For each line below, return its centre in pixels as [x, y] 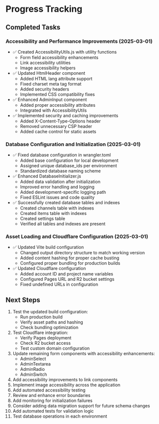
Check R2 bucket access [45, 343]
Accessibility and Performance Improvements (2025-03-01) [79, 41]
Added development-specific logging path [63, 192]
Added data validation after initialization [60, 182]
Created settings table [43, 219]
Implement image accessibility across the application [66, 385]
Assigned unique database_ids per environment [68, 166]
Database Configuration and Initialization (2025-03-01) [73, 144]
